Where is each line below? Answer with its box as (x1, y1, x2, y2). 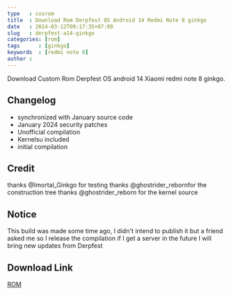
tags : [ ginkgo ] (7, 42, 70, 49)
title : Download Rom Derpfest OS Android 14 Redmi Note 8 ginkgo (7, 17, 207, 24)
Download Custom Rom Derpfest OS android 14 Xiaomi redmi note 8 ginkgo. (7, 74, 225, 83)
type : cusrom (7, 10, 54, 17)
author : (7, 56, 33, 62)
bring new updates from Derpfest (7, 242, 103, 250)
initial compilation (17, 142, 68, 151)
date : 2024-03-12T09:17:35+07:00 (7, 23, 113, 30)
